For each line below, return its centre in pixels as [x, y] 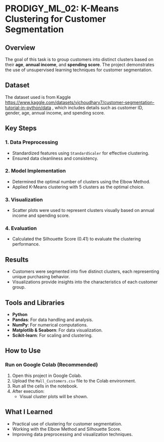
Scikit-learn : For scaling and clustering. [52, 335]
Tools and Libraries [35, 303]
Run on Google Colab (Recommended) [51, 365]
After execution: [28, 391]
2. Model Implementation [35, 171]
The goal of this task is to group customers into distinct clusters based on [79, 59]
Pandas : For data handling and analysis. [53, 320]
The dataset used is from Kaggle [38, 97]
